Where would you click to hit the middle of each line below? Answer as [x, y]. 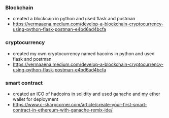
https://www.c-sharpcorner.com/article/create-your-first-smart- [80, 104]
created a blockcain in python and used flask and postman [74, 19]
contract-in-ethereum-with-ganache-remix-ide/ [62, 110]
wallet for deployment [35, 99]
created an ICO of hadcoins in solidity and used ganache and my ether [87, 94]
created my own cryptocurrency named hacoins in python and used [83, 53]
